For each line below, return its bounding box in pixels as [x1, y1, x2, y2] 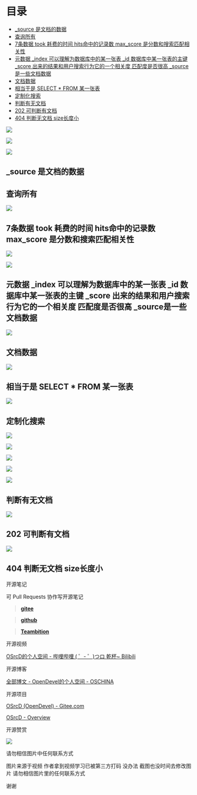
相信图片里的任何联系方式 [22, 770, 86, 777]
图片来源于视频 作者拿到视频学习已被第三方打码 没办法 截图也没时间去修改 [6, 762, 186, 770]
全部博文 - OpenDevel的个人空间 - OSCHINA [6, 678, 114, 685]
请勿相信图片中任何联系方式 [6, 749, 74, 756]
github [20, 616, 37, 623]
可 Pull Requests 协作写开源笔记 [6, 593, 84, 600]
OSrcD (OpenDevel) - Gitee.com [6, 702, 84, 709]
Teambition [20, 628, 50, 635]
